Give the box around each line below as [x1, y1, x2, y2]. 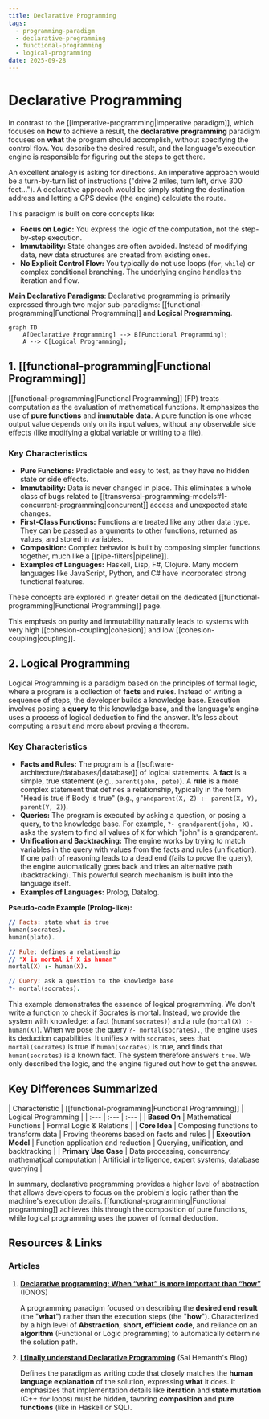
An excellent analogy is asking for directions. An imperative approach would [8, 167, 260, 177]
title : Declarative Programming [8, 11, 116, 20]
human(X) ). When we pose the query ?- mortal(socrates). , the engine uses [8, 1025, 258, 1035]
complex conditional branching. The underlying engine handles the [19, 267, 243, 276]
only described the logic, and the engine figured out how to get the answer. [8, 1059, 258, 1069]
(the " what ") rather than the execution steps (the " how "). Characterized [19, 1311, 259, 1321]
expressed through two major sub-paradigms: [8, 299, 161, 309]
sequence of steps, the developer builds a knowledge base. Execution [8, 695, 241, 705]
